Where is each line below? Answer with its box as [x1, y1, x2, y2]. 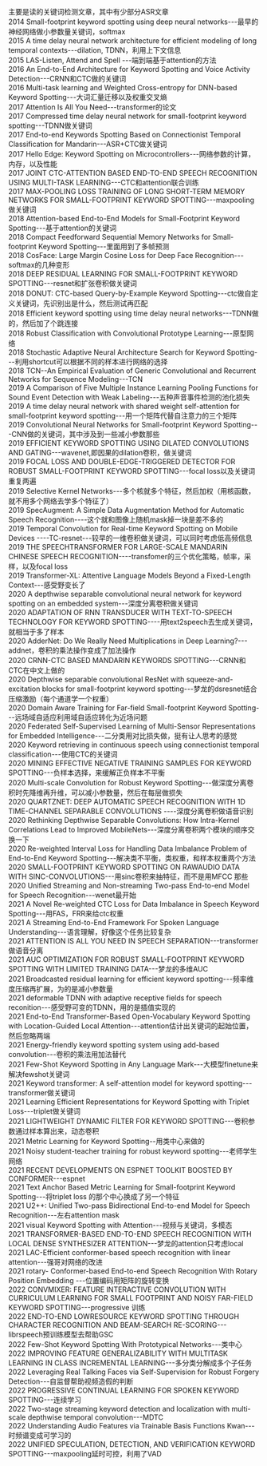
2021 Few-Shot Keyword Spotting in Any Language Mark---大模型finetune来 [8, 1059, 259, 1069]
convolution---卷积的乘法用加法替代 [8, 1050, 127, 1059]
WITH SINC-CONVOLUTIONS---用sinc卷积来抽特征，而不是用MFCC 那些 [8, 872, 249, 881]
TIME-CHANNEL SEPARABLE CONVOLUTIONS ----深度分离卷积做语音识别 [8, 806, 253, 816]
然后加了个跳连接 [22, 319, 78, 328]
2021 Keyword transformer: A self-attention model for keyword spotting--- [8, 1079, 253, 1088]
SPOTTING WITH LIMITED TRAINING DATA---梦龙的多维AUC [8, 964, 209, 973]
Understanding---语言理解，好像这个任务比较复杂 [8, 928, 172, 936]
